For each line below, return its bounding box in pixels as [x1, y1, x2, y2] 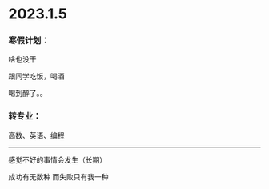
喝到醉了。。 [8, 89, 47, 99]
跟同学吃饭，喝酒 [8, 71, 65, 81]
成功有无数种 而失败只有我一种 [8, 171, 109, 181]
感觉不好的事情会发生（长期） [8, 155, 106, 164]
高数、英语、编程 [8, 130, 65, 140]
